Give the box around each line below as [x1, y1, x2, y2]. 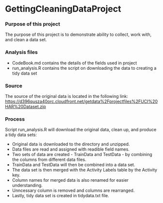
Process [5, 116, 25, 122]
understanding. [12, 183, 43, 188]
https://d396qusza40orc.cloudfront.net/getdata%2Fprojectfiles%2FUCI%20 [5, 98, 158, 105]
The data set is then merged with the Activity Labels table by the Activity [12, 167, 158, 173]
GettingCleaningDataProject [5, 3, 121, 15]
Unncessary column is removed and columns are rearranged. [12, 187, 135, 193]
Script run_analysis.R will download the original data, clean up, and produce [5, 127, 157, 133]
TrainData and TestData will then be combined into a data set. [12, 162, 135, 168]
